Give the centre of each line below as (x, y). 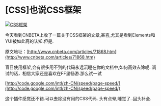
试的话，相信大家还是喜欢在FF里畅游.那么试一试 (54, 73)
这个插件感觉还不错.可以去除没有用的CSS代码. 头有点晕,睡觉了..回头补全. (78, 98)
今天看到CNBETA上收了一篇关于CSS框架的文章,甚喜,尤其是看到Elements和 (80, 35)
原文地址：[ (17, 52)
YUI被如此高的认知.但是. (29, 41)
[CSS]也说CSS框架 (43, 10)
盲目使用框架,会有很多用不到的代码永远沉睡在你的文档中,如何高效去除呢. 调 (81, 67)
